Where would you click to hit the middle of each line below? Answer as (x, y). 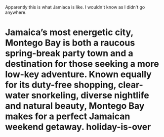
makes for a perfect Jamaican (68, 116)
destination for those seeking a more (82, 64)
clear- (130, 85)
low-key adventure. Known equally (78, 74)
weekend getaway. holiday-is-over (78, 127)
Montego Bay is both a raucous (70, 43)
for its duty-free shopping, (61, 85)
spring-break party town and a (69, 53)
